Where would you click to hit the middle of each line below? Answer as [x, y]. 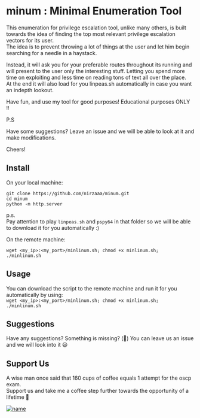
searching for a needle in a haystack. [52, 53]
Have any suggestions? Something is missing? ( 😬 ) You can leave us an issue [100, 338]
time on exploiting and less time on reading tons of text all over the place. [96, 77]
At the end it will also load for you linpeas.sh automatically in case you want [99, 84]
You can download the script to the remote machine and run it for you [92, 288]
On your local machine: [35, 182]
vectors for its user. [30, 40]
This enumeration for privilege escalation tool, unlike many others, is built [96, 28]
